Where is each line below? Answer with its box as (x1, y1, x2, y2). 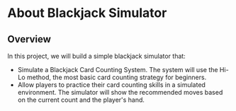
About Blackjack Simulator (7, 5, 167, 21)
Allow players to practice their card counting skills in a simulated (17, 81, 206, 89)
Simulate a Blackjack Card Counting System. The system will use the (17, 66, 218, 74)
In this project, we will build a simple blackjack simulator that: (7, 52, 186, 60)
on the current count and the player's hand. (17, 95, 145, 104)
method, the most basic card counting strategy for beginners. (27, 73, 207, 81)
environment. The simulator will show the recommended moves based (17, 88, 223, 96)
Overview (7, 33, 52, 45)
